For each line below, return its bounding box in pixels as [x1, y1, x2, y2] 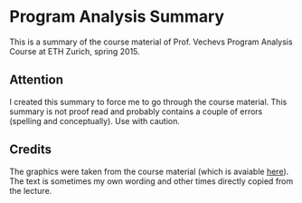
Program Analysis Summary [9, 6, 224, 27]
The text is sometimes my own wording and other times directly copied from [9, 175, 294, 187]
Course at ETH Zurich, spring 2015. [9, 45, 140, 56]
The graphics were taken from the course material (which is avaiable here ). [9, 166, 289, 177]
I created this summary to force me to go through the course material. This [9, 96, 288, 107]
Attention [9, 72, 63, 88]
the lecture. [9, 185, 52, 196]
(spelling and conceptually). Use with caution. [9, 115, 181, 126]
